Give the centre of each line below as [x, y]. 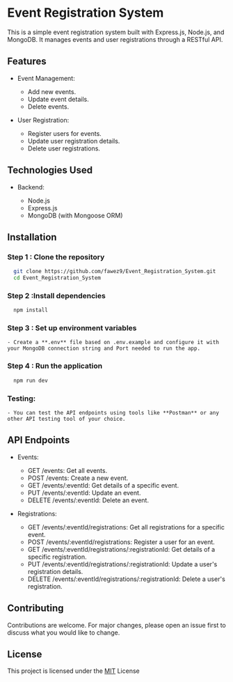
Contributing [35, 609]
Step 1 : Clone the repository [56, 257]
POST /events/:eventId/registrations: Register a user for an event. [121, 542]
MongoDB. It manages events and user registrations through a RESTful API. [115, 39]
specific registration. [57, 557]
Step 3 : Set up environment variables [72, 328]
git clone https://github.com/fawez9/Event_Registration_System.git [115, 272]
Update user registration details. [74, 141]
